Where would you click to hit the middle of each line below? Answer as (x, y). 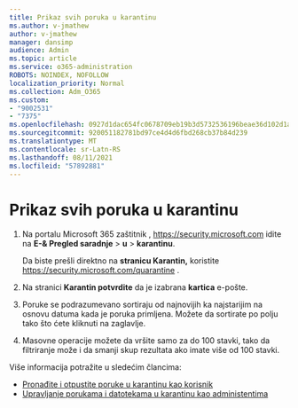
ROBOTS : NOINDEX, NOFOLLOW (59, 75)
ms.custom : (29, 100)
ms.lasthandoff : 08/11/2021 (61, 157)
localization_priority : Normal (67, 83)
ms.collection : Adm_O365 (55, 91)
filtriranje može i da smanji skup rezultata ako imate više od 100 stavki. (151, 350)
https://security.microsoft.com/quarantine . (101, 271)
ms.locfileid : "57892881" (57, 166)
